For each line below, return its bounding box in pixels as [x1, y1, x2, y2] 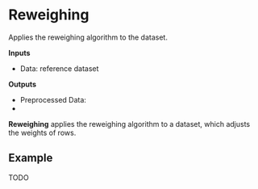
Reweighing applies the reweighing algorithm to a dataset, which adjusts [8, 119, 251, 128]
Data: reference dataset [19, 63, 99, 73]
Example [8, 151, 53, 165]
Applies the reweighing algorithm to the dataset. [8, 32, 168, 42]
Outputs [8, 79, 37, 89]
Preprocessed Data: [19, 94, 87, 104]
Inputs [8, 48, 31, 57]
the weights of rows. [8, 128, 77, 137]
